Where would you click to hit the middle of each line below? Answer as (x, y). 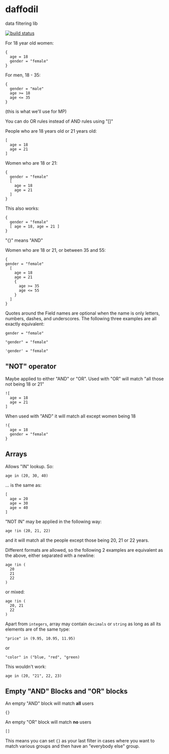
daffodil (22, 9)
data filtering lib (21, 23)
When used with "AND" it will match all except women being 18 (71, 416)
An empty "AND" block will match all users (50, 703)
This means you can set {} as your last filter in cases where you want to (80, 741)
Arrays (16, 454)
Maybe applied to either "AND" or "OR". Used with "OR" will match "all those (84, 379)
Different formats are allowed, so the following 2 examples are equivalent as (84, 550)
